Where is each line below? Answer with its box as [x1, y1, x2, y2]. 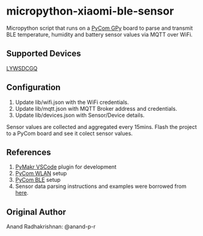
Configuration [6, 82, 61, 92]
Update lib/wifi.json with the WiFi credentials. [15, 99, 129, 106]
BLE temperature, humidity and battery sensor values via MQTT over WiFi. [6, 30, 193, 38]
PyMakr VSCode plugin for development [15, 163, 117, 171]
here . [15, 189, 29, 196]
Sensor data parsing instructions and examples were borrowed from [15, 182, 187, 190]
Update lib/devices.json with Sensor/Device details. [15, 111, 145, 119]
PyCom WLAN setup [15, 170, 67, 177]
